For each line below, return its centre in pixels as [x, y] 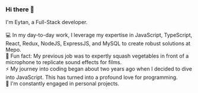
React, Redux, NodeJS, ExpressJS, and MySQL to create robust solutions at [98, 44]
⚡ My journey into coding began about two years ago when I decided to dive [99, 69]
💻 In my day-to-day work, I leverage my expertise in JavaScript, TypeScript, [99, 35]
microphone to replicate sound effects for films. [64, 62]
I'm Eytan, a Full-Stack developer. [47, 22]
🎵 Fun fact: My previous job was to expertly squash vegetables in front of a [97, 56]
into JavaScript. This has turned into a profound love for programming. [92, 77]
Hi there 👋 [20, 9]
